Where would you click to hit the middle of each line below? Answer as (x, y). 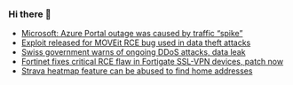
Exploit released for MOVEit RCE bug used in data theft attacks (136, 42)
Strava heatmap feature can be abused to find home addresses (137, 71)
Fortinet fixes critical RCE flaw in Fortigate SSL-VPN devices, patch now (152, 62)
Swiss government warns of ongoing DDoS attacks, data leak (133, 52)
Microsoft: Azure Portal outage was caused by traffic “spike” (132, 34)
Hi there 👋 (30, 14)
